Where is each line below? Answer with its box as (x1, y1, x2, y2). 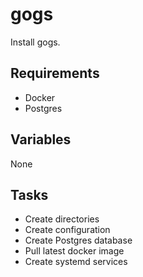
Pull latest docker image (24, 245, 125, 257)
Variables (10, 131, 72, 148)
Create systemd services (24, 256, 128, 268)
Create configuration (24, 224, 111, 236)
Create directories (24, 213, 100, 225)
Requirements (10, 65, 100, 82)
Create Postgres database (24, 234, 133, 247)
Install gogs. (10, 36, 61, 48)
